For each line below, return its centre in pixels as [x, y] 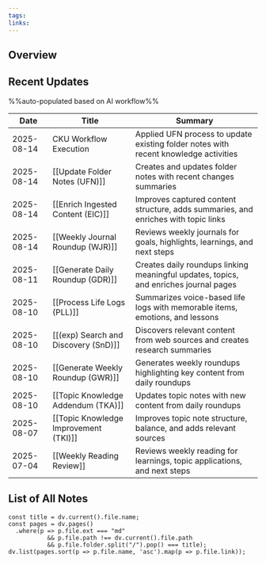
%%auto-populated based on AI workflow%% [84, 101]
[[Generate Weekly [87, 368]
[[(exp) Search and [88, 335]
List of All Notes [48, 499]
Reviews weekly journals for [187, 232]
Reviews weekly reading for [186, 451]
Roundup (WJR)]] [85, 246]
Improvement [77, 428]
